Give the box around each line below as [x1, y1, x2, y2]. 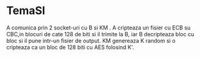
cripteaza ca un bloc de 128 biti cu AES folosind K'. [6, 44, 135, 51]
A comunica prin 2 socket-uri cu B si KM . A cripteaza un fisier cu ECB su [6, 24, 191, 31]
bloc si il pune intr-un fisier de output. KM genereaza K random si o [6, 37, 176, 44]
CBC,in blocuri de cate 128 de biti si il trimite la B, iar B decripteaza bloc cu [6, 30, 194, 37]
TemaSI [6, 4, 46, 18]
